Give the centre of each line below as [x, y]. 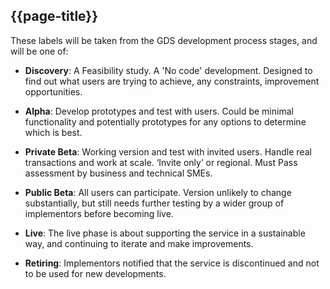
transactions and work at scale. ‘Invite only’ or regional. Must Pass [161, 162]
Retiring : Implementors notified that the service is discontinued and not [172, 263]
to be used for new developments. [95, 273]
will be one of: [39, 51]
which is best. [53, 132]
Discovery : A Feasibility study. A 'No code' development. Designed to [168, 70]
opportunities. [53, 91]
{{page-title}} [54, 16]
